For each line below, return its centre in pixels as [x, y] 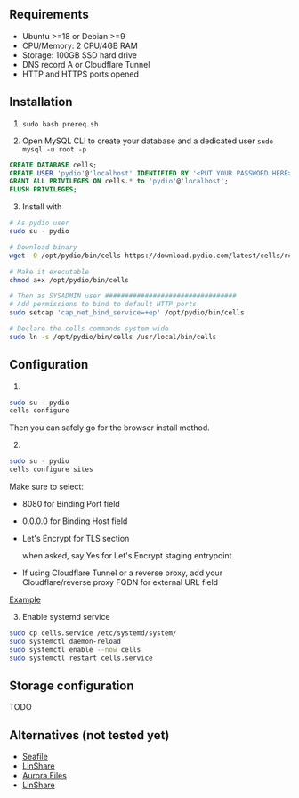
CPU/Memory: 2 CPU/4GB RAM [80, 45]
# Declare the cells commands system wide [89, 329]
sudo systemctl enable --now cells [75, 649]
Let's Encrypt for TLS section [76, 539]
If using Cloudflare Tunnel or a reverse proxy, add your [122, 573]
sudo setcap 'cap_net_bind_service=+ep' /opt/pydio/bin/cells [127, 313]
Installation [41, 102]
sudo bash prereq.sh [60, 124]
